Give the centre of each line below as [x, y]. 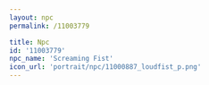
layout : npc [31, 17]
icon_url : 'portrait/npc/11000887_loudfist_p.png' [105, 67]
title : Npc [29, 42]
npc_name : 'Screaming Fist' [62, 59]
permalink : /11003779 [50, 26]
